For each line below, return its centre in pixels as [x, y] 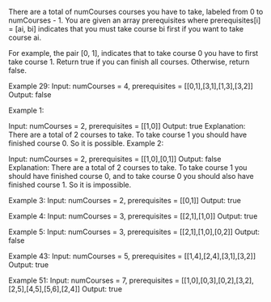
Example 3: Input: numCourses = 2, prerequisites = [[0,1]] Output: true [125, 200]
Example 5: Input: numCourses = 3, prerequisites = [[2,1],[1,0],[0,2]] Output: [134, 232]
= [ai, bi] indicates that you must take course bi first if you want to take [126, 29]
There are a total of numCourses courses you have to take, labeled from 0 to [136, 12]
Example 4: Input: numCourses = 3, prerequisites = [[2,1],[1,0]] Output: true [133, 216]
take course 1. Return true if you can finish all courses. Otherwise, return [129, 62]
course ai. [25, 37]
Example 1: [26, 110]
